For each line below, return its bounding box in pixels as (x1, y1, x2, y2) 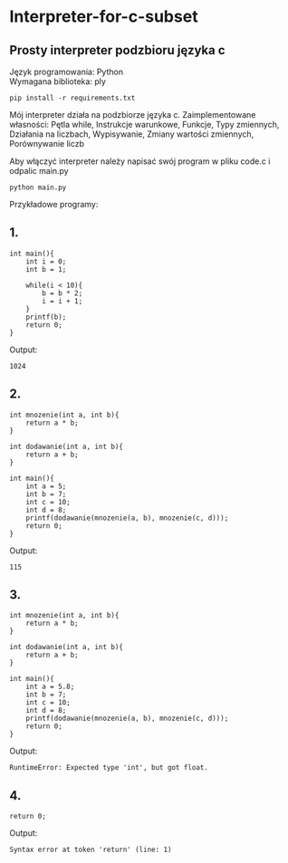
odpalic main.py (9, 166, 70, 176)
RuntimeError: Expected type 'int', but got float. (9, 763, 208, 772)
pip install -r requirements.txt (9, 93, 136, 102)
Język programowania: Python (9, 66, 124, 77)
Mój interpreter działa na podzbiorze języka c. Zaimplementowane (9, 110, 256, 120)
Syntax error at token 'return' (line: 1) (9, 845, 172, 855)
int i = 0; (25, 256, 67, 266)
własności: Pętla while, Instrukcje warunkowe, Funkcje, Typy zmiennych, (9, 120, 280, 129)
